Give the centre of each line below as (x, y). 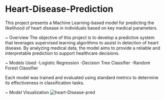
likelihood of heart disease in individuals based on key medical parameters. (81, 28)
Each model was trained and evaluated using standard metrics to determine (82, 77)
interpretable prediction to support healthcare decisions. (62, 53)
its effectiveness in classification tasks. (45, 83)
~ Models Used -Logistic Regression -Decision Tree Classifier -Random (78, 63)
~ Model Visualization (27, 92)
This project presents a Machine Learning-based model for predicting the (80, 23)
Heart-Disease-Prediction (59, 9)
